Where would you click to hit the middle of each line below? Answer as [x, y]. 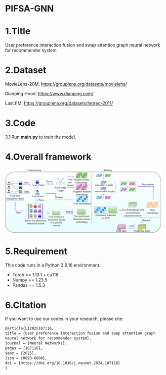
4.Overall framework [48, 157]
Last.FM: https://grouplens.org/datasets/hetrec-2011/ [59, 103]
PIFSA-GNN [30, 9]
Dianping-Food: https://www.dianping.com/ [49, 94]
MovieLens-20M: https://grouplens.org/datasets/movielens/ [66, 84]
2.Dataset [26, 70]
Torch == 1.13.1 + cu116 [35, 274]
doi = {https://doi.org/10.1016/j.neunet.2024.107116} [63, 363]
